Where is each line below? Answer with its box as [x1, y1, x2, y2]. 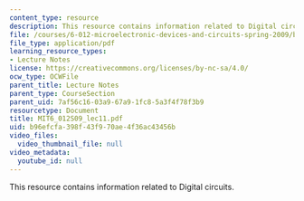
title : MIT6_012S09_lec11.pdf [9, 114, 124, 123]
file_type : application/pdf [9, 38, 116, 48]
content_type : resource [9, 13, 100, 23]
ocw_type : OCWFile [9, 72, 79, 81]
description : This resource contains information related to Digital [9, 22, 278, 31]
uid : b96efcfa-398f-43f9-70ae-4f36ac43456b [9, 123, 176, 132]
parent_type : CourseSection [9, 89, 116, 98]
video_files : [9, 131, 59, 140]
